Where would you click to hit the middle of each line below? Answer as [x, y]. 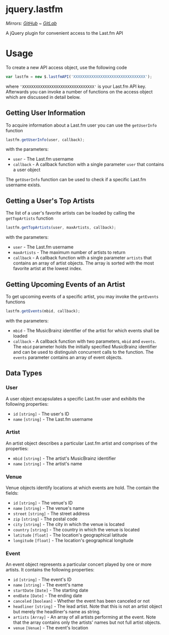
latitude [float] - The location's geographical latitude [70, 535]
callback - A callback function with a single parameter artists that [82, 258]
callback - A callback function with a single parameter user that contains [88, 165]
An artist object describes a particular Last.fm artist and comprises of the [82, 443]
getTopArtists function [30, 219]
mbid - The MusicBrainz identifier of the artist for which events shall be [86, 330]
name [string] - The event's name [48, 585]
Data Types [24, 373]
